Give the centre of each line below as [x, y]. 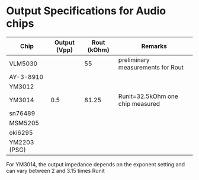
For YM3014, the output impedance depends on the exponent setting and [96, 164]
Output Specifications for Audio [86, 11]
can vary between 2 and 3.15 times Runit [55, 170]
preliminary [134, 59]
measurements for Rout [151, 67]
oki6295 [21, 132]
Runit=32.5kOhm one [148, 96]
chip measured [139, 103]
